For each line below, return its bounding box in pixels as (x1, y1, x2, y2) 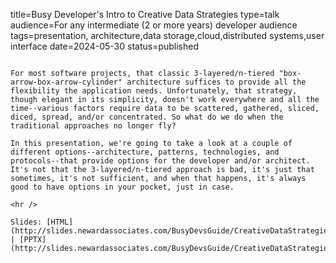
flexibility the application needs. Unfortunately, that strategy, (10, 86, 298, 96)
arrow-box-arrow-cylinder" (10, 77, 123, 87)
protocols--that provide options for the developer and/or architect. (10, 156, 311, 166)
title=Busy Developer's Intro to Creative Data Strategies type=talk (10, 9, 280, 20)
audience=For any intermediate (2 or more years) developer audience (10, 19, 298, 31)
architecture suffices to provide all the (126, 77, 307, 87)
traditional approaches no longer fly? (10, 121, 177, 131)
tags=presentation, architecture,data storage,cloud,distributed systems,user (10, 30, 325, 41)
